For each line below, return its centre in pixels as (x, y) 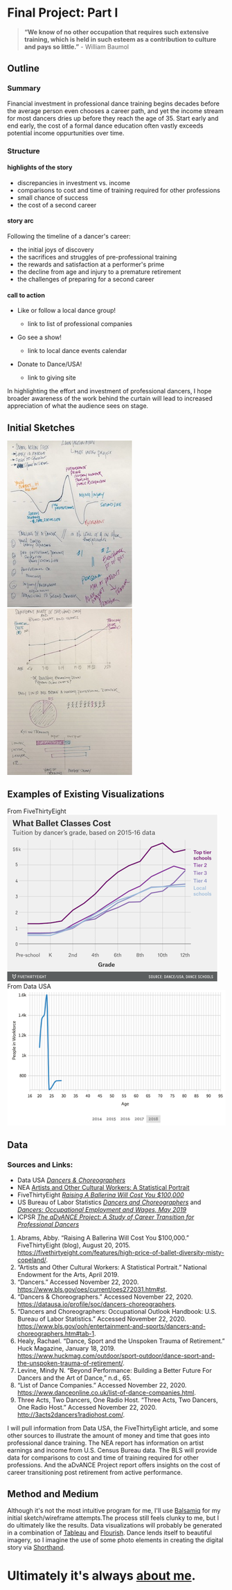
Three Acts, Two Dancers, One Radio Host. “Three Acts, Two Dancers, (117, 1400)
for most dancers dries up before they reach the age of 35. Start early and (113, 118)
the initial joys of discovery (55, 249)
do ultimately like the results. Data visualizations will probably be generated (115, 1525)
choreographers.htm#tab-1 (56, 1333)
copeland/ (32, 1260)
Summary (24, 88)
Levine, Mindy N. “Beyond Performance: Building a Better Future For (115, 1370)
